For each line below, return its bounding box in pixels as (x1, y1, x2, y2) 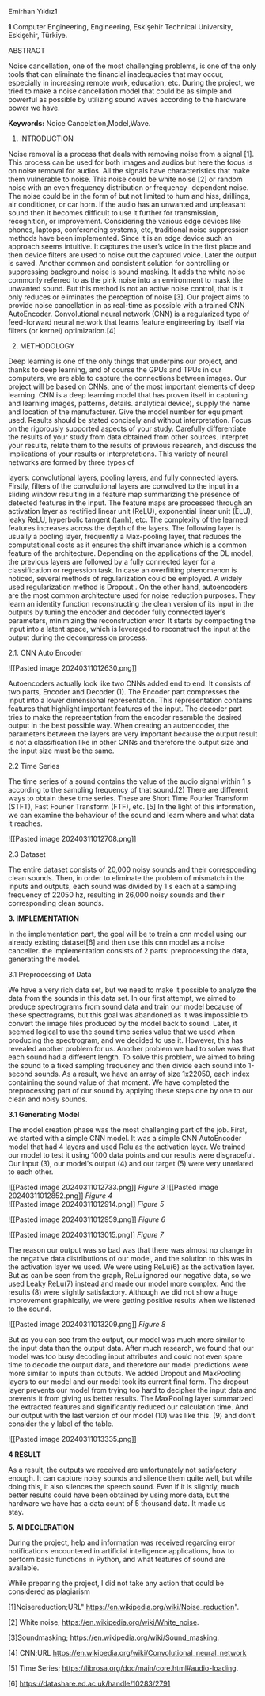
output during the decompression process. (8, 633, 148, 642)
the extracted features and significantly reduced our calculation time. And (8, 1402, 249, 1412)
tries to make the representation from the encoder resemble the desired (8, 713, 242, 721)
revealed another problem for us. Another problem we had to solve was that (8, 1044, 256, 1053)
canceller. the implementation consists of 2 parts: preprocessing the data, (8, 946, 249, 955)
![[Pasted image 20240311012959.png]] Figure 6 (8, 1215, 166, 1224)
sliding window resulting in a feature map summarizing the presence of (8, 490, 240, 499)
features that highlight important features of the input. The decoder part (8, 704, 243, 713)
